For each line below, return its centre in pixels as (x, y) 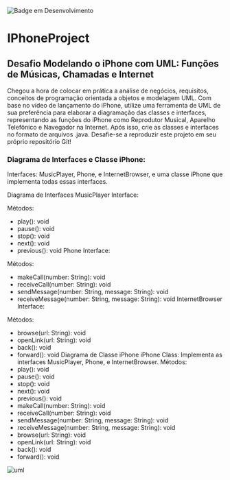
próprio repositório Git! (39, 142)
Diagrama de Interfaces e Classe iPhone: (76, 159)
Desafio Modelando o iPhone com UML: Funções (113, 63)
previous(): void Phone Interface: (64, 251)
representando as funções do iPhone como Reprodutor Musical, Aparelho (111, 120)
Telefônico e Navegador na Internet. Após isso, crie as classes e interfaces (113, 127)
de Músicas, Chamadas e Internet (81, 74)
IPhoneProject (48, 38)
